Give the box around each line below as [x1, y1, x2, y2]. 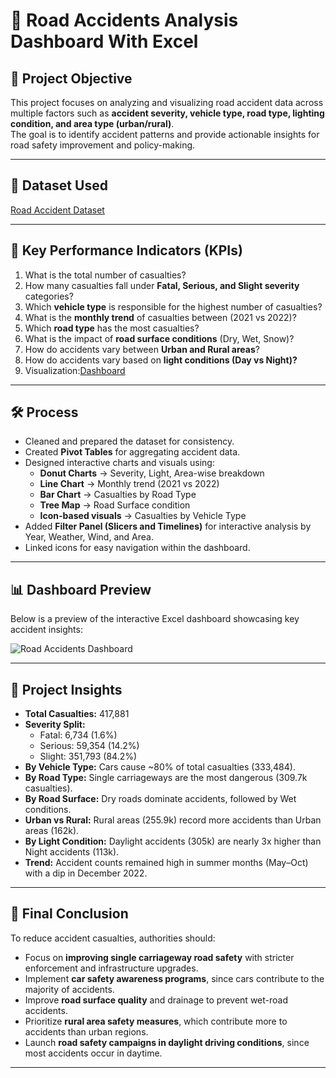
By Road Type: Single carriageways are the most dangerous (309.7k [24, 772, 308, 784]
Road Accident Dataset [10, 204, 105, 216]
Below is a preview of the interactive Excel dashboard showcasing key [10, 613, 300, 625]
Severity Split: [24, 719, 86, 731]
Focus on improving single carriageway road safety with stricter [24, 951, 295, 963]
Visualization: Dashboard [24, 364, 126, 376]
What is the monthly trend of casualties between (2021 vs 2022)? [24, 311, 297, 323]
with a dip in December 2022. [24, 867, 148, 879]
